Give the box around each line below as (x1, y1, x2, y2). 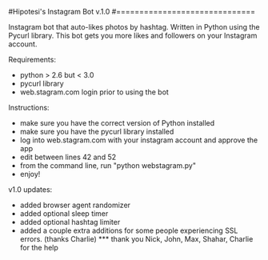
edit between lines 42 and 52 (19, 152, 117, 162)
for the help (19, 243, 58, 252)
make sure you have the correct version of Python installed (19, 118, 215, 127)
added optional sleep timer (19, 209, 109, 218)
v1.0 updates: (8, 185, 53, 194)
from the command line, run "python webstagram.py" (19, 161, 196, 170)
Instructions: (8, 103, 50, 112)
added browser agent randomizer (19, 200, 130, 210)
